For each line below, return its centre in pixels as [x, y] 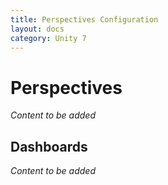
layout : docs [37, 29]
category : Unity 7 [48, 38]
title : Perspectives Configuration [84, 19]
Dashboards [49, 146]
